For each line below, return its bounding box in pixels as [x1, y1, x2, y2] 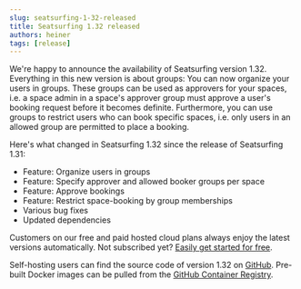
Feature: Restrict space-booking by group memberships [22, 195, 234, 206]
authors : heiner [9, 30, 71, 39]
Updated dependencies [22, 214, 112, 225]
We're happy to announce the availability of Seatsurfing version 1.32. [9, 64, 267, 75]
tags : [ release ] [9, 38, 71, 48]
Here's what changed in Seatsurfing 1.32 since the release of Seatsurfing [9, 139, 284, 150]
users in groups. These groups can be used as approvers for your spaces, [9, 83, 287, 94]
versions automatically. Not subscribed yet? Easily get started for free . [9, 242, 273, 253]
